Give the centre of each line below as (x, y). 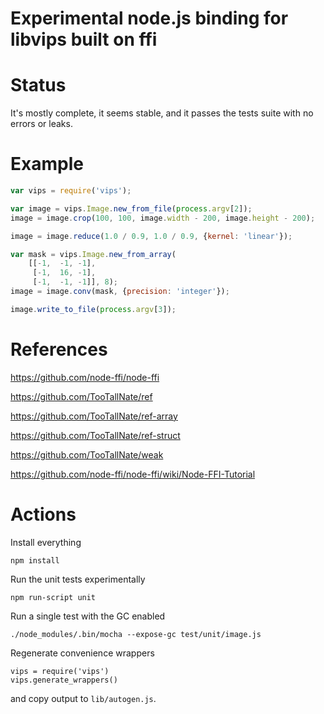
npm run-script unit (53, 597)
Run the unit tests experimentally (78, 579)
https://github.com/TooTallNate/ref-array (94, 416)
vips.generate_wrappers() (64, 680)
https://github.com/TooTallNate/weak (87, 454)
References (59, 349)
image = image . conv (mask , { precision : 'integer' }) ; (120, 292)
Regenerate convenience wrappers (82, 653)
